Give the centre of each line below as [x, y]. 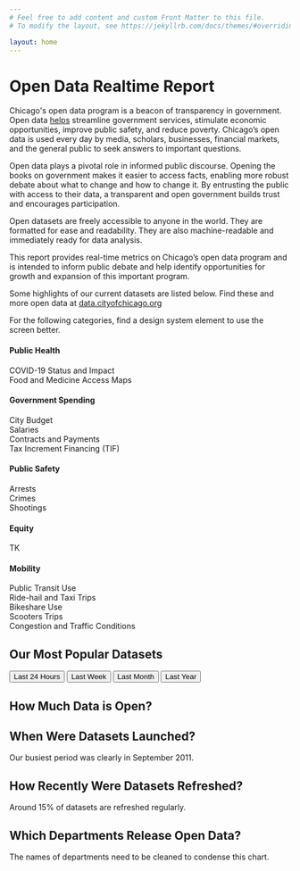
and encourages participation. [65, 204]
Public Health [35, 350]
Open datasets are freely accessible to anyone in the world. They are [136, 221]
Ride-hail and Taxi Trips [53, 598]
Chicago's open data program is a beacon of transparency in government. [146, 111]
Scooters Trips [36, 617]
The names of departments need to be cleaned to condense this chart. [139, 857]
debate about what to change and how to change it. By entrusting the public [149, 185]
